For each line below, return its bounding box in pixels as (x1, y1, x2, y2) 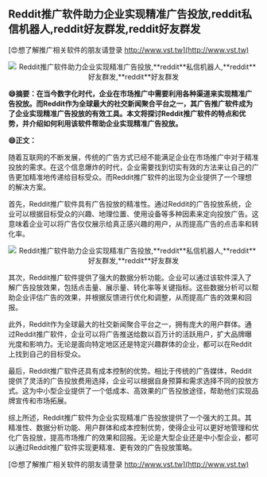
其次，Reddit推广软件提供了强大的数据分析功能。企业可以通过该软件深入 (8, 273, 246, 282)
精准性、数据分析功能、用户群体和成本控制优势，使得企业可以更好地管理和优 (8, 422, 259, 432)
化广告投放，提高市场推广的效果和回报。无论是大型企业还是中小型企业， (8, 432, 245, 442)
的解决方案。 (8, 182, 50, 192)
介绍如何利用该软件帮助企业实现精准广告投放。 (29, 118, 183, 128)
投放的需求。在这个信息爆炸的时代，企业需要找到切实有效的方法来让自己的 (8, 162, 252, 172)
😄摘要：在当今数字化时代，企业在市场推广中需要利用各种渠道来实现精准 (8, 88, 246, 98)
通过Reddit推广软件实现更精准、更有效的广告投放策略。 (14, 442, 197, 452)
